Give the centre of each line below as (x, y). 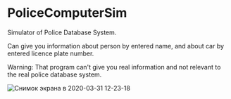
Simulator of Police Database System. (62, 32)
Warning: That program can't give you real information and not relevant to (114, 67)
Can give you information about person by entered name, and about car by (115, 46)
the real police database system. (55, 74)
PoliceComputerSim (67, 13)
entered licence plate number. (51, 53)
